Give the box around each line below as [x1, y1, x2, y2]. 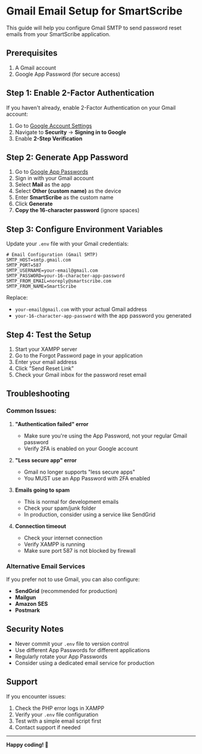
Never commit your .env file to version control [14, 640, 129, 647]
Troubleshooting [6, 389, 70, 399]
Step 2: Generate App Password [6, 152, 129, 162]
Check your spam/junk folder [23, 504, 96, 512]
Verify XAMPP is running [23, 541, 85, 548]
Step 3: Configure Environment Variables [6, 224, 164, 234]
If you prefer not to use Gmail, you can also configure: [6, 576, 140, 583]
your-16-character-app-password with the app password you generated [14, 312, 192, 319]
